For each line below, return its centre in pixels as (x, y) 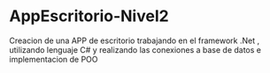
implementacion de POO (54, 59)
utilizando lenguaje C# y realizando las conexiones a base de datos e (135, 49)
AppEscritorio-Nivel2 (89, 16)
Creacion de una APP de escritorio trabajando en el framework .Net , (134, 40)
